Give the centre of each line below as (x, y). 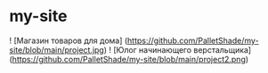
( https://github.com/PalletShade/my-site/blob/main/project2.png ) (129, 59)
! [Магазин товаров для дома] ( (69, 40)
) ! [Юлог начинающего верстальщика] (178, 49)
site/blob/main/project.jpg (57, 49)
